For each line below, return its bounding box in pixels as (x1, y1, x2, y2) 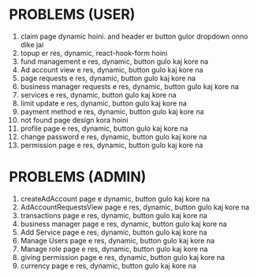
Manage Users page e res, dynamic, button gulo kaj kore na (20, 235, 215, 245)
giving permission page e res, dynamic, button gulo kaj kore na (20, 252, 225, 261)
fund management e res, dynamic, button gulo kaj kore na (20, 57, 209, 66)
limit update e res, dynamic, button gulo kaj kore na (20, 98, 188, 108)
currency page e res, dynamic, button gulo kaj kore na (20, 261, 196, 270)
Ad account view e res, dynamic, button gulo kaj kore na (20, 65, 203, 74)
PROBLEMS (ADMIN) (9, 168, 147, 186)
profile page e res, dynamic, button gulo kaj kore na (20, 124, 188, 133)
